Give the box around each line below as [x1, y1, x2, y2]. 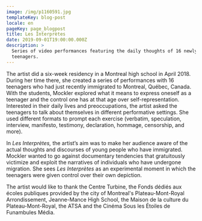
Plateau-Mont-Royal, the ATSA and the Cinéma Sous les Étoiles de [6, 202, 170, 210]
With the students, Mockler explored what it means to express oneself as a [6, 89, 191, 96]
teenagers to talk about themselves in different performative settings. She [6, 108, 189, 116]
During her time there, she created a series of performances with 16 [6, 76, 174, 84]
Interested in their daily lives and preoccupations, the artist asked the [6, 102, 177, 109]
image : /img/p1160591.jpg [6, 8, 71, 15]
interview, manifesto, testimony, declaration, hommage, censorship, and [6, 121, 185, 128]
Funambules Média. [6, 208, 55, 216]
